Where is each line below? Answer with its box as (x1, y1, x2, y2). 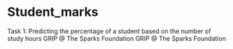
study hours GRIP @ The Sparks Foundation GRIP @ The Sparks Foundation (7, 34, 226, 42)
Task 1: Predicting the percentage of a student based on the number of (7, 27, 211, 35)
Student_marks (7, 4, 99, 20)
